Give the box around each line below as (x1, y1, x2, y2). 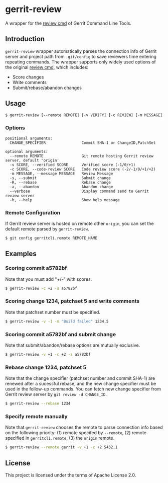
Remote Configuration (5, 209, 61, 216)
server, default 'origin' (5, 157, 59, 163)
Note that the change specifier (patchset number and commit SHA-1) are (5, 375, 155, 381)
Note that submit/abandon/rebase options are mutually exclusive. (5, 342, 140, 348)
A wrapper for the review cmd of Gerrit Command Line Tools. (5, 20, 132, 26)
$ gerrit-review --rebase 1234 (5, 401, 71, 406)
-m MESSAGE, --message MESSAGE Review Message (10, 171, 113, 176)
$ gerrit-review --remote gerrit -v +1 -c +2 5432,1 (5, 445, 118, 450)
